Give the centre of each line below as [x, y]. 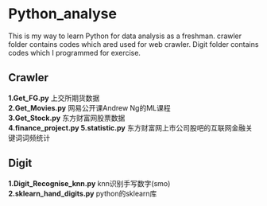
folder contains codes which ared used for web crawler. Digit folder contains [133, 44]
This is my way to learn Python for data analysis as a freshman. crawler [125, 36]
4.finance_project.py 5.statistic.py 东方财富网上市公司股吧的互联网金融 [127, 127]
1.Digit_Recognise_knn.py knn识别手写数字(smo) [89, 183]
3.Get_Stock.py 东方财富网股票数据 [67, 118]
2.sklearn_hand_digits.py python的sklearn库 [83, 193]
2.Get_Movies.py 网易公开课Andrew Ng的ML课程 [89, 107]
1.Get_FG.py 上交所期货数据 [54, 98]
